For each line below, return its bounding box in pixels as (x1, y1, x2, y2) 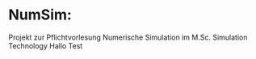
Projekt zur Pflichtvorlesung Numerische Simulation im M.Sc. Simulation (8, 32, 248, 42)
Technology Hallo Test (8, 40, 83, 50)
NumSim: (8, 6, 73, 24)
